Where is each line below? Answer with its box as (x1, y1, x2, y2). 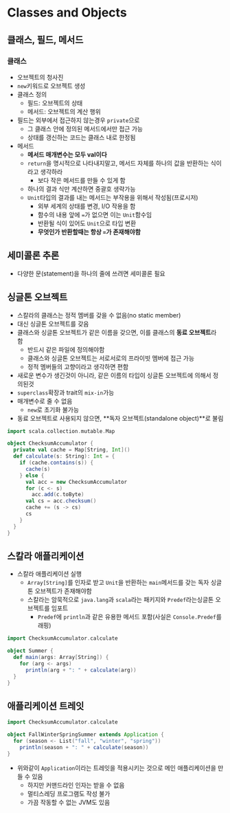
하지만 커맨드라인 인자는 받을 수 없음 (27, 781, 125, 789)
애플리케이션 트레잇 (7, 700, 84, 712)
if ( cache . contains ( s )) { (19, 459, 94, 466)
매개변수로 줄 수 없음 (16, 397, 73, 405)
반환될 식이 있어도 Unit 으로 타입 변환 (37, 219, 137, 227)
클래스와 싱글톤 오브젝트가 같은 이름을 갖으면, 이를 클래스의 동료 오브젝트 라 (16, 328, 217, 336)
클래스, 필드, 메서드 (7, 34, 84, 45)
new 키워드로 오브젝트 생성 (16, 81, 86, 90)
